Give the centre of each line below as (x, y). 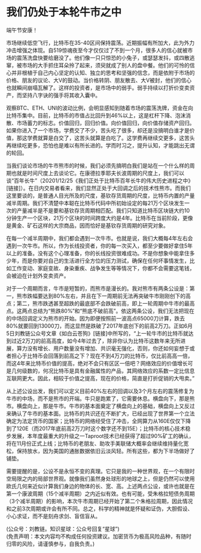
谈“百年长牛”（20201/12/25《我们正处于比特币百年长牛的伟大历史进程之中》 (100, 180)
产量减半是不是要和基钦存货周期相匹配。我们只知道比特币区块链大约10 (103, 210)
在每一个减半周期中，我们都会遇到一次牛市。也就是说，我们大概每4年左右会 (100, 238)
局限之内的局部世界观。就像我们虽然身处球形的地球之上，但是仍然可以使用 (103, 478)
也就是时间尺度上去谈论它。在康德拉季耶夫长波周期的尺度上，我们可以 (98, 173)
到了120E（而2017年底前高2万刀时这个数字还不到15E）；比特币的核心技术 (96, 428)
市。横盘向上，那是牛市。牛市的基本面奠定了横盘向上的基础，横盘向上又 (95, 406)
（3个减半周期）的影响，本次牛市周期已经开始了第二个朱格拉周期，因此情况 (100, 501)
